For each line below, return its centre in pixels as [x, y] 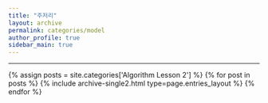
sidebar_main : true [41, 45]
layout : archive [35, 23]
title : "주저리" [33, 15]
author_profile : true [44, 38]
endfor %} [25, 92]
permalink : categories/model [57, 30]
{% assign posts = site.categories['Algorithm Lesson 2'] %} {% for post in [129, 75]
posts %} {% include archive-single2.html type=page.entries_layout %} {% [132, 83]
